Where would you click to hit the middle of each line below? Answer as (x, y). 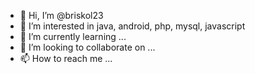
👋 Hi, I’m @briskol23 (61, 15)
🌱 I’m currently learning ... (73, 36)
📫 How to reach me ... (66, 58)
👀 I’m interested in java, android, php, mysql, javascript (132, 26)
